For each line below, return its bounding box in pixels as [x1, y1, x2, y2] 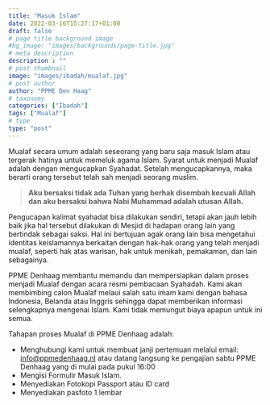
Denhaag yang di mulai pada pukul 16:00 [19, 361, 156, 371]
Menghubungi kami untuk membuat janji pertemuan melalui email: [19, 344, 239, 354]
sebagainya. [8, 255, 49, 265]
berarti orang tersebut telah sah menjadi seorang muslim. [8, 172, 199, 182]
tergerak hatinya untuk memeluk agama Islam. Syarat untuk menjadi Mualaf [8, 155, 259, 165]
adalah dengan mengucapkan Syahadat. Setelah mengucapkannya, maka [8, 163, 252, 173]
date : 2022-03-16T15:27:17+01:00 [8, 19, 121, 27]
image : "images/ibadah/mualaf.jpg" [8, 72, 128, 80]
